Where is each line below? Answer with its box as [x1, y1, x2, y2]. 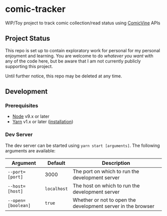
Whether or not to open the [73, 196, 136, 203]
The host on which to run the [73, 182, 140, 189]
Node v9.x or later [12, 113, 50, 120]
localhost [44, 186, 68, 192]
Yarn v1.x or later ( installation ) [12, 119, 74, 125]
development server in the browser [73, 203, 155, 210]
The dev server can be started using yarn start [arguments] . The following [5, 143, 160, 148]
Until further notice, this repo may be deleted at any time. [5, 73, 122, 79]
